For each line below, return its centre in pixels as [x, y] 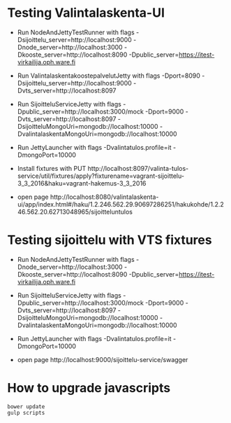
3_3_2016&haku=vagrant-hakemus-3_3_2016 [82, 183]
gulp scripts [26, 412]
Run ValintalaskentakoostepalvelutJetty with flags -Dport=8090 [109, 76]
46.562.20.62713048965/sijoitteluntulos [75, 211]
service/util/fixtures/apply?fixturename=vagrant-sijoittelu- [101, 176]
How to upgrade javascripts [89, 388]
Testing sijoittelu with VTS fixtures [110, 240]
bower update [26, 407]
